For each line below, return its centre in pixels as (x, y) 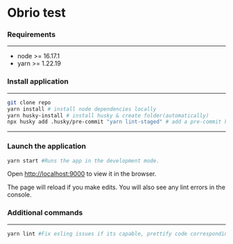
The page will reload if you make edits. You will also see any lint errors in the (116, 187)
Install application (38, 81)
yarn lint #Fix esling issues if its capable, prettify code (97, 234)
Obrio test (36, 13)
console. (20, 195)
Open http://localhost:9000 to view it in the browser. (82, 174)
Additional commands (45, 213)
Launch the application (47, 146)
